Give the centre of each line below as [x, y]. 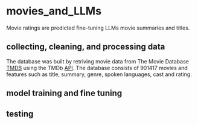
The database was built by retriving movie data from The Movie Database [97, 61]
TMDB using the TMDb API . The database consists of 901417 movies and [97, 68]
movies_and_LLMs [54, 11]
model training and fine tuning [64, 93]
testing [20, 114]
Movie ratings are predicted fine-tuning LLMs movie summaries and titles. [98, 28]
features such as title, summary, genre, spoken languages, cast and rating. [99, 74]
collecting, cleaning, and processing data [86, 47]
